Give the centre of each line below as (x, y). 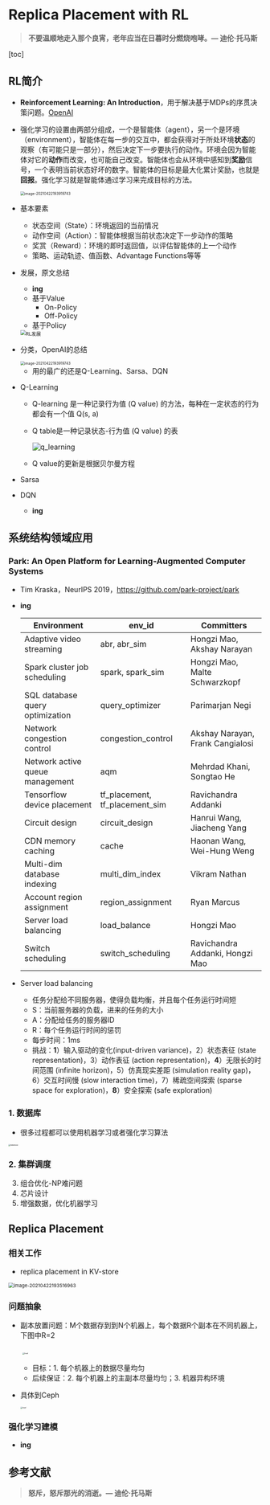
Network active (53, 762)
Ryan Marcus (215, 902)
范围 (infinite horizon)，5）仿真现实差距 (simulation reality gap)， (147, 1070)
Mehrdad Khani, (220, 767)
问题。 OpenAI (50, 112)
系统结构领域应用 (51, 538)
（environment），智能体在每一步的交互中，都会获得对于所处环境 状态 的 (137, 139)
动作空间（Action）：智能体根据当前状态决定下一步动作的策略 (132, 235)
